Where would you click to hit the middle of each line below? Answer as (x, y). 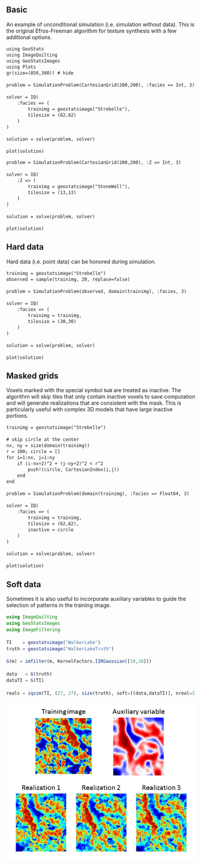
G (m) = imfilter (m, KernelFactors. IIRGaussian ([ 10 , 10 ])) (79, 662)
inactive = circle (51, 530)
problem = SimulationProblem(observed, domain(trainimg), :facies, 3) (96, 291)
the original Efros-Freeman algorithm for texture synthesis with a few (91, 31)
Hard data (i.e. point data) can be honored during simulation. (81, 262)
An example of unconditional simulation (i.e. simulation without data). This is (100, 24)
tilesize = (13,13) (52, 192)
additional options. (29, 37)
